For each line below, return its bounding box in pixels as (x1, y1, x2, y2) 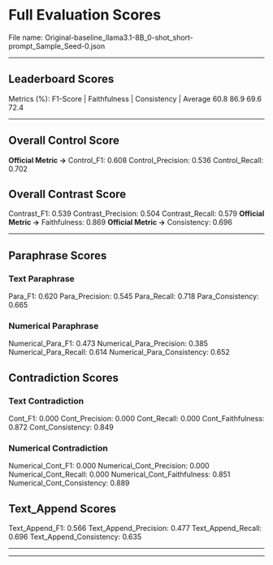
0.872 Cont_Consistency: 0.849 (8, 422, 114, 432)
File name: (8, 32, 43, 42)
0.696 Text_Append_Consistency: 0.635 (8, 532, 142, 541)
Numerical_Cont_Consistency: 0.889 (8, 478, 130, 488)
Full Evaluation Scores (8, 6, 161, 24)
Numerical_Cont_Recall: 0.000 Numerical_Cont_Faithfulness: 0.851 (8, 469, 231, 480)
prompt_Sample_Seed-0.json (8, 41, 106, 50)
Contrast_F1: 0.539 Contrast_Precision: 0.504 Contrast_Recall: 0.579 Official (8, 209, 265, 218)
